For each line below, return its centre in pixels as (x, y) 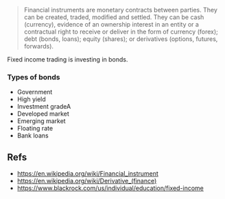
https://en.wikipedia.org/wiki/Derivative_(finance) (87, 181)
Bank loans (33, 135)
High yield (31, 99)
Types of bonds (34, 77)
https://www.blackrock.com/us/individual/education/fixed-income (110, 188)
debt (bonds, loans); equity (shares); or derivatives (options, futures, (121, 39)
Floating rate (35, 129)
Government (35, 92)
